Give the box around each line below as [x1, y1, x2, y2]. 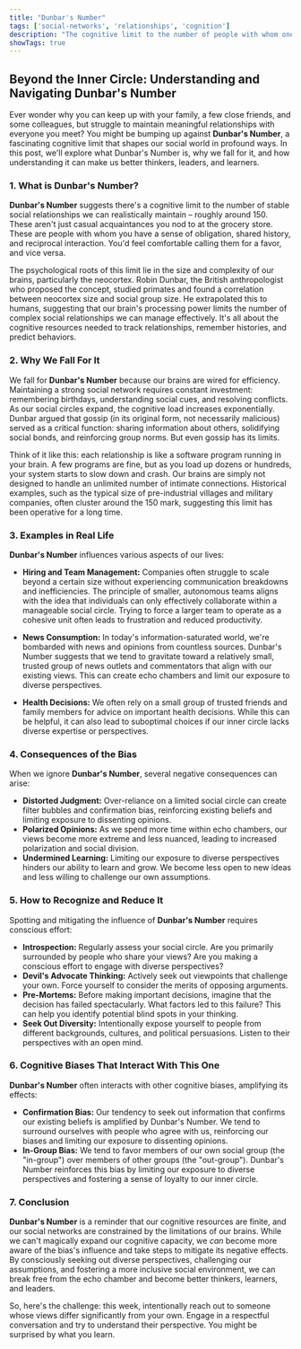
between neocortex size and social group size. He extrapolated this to [9, 294, 268, 304]
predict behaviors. [9, 331, 77, 342]
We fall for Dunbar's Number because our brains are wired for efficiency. [9, 375, 280, 385]
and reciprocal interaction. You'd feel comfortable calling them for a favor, [9, 238, 282, 249]
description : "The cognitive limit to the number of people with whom [9, 30, 279, 39]
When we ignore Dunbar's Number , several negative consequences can [9, 769, 278, 780]
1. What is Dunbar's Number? [9, 179, 139, 191]
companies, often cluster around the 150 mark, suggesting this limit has [9, 497, 273, 507]
